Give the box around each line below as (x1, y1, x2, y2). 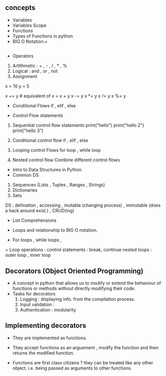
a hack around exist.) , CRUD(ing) (5, 208, 75, 214)
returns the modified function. (12, 350, 75, 356)
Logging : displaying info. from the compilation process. (20, 296, 135, 302)
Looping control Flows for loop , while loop (12, 147, 101, 153)
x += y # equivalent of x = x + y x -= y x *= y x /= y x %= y (5, 93, 126, 99)
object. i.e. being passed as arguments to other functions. (12, 365, 132, 371)
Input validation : (20, 301, 55, 307)
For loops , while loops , (12, 237, 62, 243)
